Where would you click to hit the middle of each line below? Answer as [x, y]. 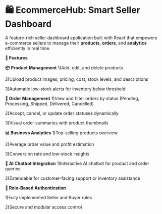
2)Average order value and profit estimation [50, 144]
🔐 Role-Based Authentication [36, 188]
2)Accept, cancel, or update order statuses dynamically [62, 113]
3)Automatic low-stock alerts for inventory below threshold [65, 89]
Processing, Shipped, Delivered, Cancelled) [50, 104]
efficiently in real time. [28, 48]
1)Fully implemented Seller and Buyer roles [49, 197]
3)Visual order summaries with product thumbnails [57, 123]
